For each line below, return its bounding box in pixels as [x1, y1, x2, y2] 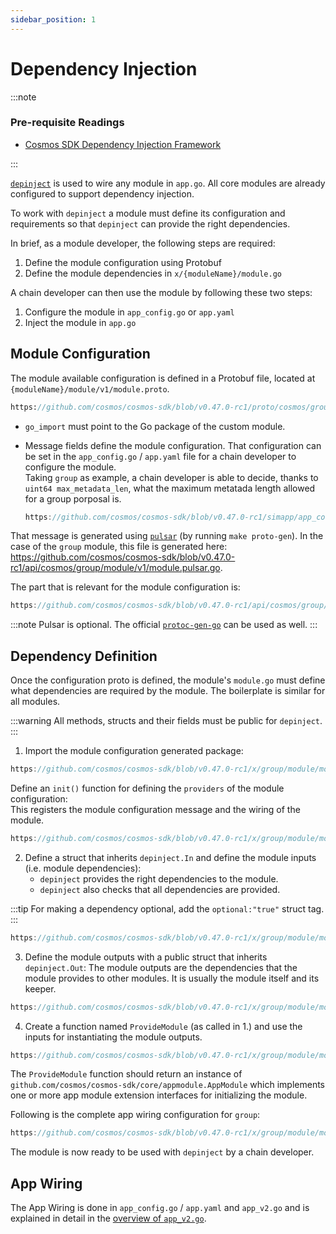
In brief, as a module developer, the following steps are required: [10, 237, 276, 249]
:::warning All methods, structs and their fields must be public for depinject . [10, 715, 323, 727]
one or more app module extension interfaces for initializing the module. [10, 1089, 308, 1101]
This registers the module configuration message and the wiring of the [10, 803, 301, 815]
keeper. [24, 982, 57, 995]
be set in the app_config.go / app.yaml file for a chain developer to [24, 450, 297, 462]
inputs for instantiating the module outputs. [24, 1031, 203, 1043]
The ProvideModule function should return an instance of [10, 1068, 243, 1080]
